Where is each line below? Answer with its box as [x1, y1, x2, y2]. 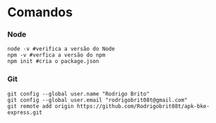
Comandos [7, 4, 73, 20]
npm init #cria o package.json [7, 58, 100, 65]
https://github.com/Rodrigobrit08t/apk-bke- [76, 102, 210, 110]
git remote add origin [7, 102, 74, 110]
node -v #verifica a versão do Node [7, 45, 115, 53]
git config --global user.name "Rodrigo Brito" [7, 90, 150, 98]
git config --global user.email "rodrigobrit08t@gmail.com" [7, 96, 188, 103]
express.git [7, 109, 42, 116]
